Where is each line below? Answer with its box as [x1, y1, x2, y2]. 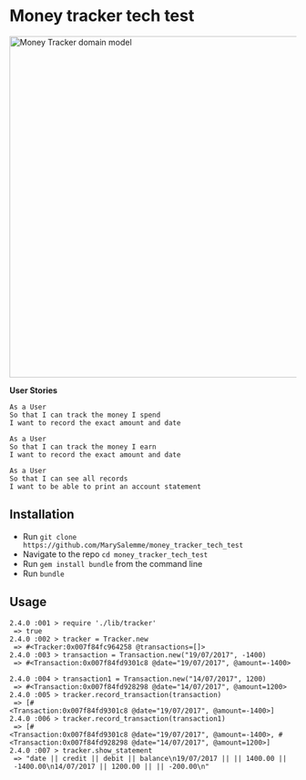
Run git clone [22, 531, 77, 542]
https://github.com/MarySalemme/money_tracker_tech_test [22, 541, 244, 550]
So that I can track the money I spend [9, 410, 161, 420]
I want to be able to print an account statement [9, 481, 202, 491]
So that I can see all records [9, 474, 128, 483]
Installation [9, 507, 75, 522]
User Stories [9, 384, 57, 396]
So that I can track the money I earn [9, 442, 157, 451]
